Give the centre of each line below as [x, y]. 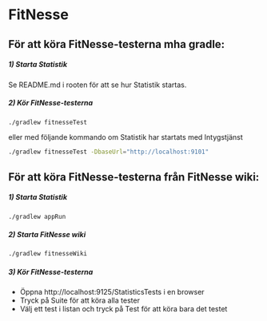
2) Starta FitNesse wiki [47, 235]
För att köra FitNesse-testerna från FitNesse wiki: [134, 177]
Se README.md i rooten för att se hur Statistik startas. [98, 85]
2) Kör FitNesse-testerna [51, 103]
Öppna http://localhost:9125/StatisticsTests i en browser [112, 292]
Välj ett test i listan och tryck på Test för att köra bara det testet [124, 309]
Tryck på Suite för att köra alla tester [80, 300]
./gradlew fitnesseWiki [48, 254]
